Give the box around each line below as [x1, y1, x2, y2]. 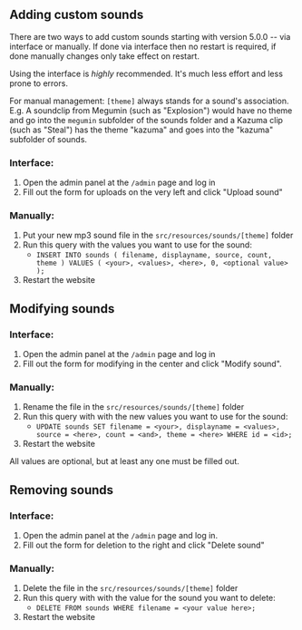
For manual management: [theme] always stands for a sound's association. [9, 95, 289, 106]
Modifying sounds [9, 301, 115, 316]
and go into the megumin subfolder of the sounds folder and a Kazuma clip [9, 114, 284, 125]
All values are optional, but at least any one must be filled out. [9, 456, 240, 467]
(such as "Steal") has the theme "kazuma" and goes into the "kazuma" [9, 124, 274, 135]
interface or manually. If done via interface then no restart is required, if [9, 41, 277, 52]
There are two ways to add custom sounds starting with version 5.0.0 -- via [9, 31, 291, 42]
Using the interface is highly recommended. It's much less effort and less [9, 68, 284, 79]
